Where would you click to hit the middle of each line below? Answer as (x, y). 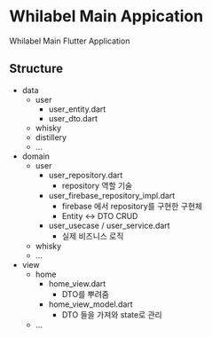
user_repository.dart (86, 175)
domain (36, 156)
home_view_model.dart (90, 304)
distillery (51, 137)
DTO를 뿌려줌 (85, 294)
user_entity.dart (77, 109)
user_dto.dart (73, 118)
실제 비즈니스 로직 (93, 236)
